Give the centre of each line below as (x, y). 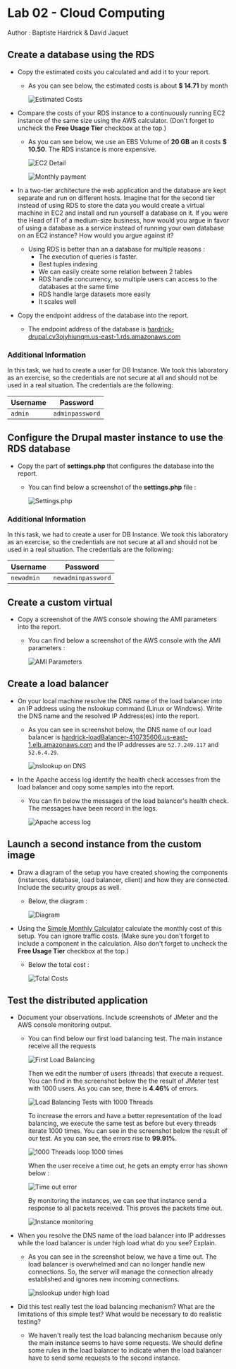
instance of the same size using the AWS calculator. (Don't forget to (116, 120)
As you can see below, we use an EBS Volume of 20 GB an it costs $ (127, 141)
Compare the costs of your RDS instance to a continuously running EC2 (121, 113)
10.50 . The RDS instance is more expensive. (92, 149)
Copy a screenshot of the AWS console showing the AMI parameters (117, 619)
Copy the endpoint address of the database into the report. (103, 315)
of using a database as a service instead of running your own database (120, 228)
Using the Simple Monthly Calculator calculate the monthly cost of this (119, 928)
